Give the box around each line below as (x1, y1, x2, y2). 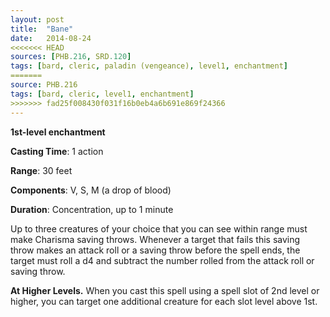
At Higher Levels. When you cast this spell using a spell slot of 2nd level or (10, 284, 320, 296)
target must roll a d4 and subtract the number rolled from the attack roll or (10, 254, 315, 266)
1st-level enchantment (10, 126, 106, 138)
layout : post (10, 14, 65, 25)
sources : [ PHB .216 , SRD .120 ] (10, 52, 132, 62)
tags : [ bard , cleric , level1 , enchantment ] (10, 89, 195, 99)
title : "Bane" (10, 24, 74, 34)
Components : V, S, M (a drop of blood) (10, 184, 172, 196)
